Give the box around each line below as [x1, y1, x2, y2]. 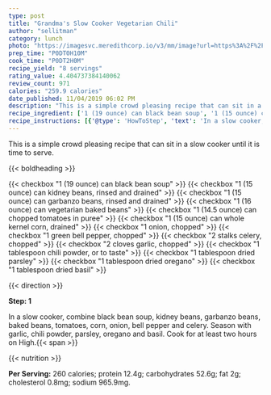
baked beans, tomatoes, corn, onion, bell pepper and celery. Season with [8, 320, 252, 330]
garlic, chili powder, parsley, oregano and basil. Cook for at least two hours [8, 329, 257, 338]
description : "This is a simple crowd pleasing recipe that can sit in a [8, 102, 262, 110]
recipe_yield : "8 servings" [8, 65, 103, 73]
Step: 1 [8, 296, 32, 305]
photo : [8, 42, 31, 50]
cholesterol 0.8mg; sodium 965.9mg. [8, 377, 131, 387]
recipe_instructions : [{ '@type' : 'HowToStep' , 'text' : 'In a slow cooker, [8, 117, 265, 125]
